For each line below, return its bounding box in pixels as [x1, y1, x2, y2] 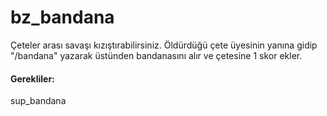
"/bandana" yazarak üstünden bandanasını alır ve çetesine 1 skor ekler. [10, 49, 303, 61]
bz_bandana [10, 6, 115, 29]
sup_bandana [10, 95, 67, 107]
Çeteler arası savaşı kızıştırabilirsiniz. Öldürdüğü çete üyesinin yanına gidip [10, 39, 318, 51]
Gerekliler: [10, 72, 55, 85]
